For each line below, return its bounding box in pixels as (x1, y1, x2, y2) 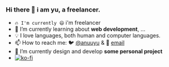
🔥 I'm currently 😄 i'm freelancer (14, 19, 101, 27)
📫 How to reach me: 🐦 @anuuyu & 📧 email (14, 39, 125, 46)
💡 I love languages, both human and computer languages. (14, 32, 160, 39)
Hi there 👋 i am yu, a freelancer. (6, 5, 100, 14)
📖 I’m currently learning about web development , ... (14, 25, 146, 33)
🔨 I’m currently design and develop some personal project (14, 48, 163, 55)
